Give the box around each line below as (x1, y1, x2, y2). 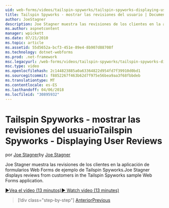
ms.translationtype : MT (5, 78, 55, 83)
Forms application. (5, 178, 44, 184)
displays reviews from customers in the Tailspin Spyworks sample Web (5, 172, 152, 178)
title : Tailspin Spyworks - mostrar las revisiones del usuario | (5, 12, 147, 17)
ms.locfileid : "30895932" (5, 92, 59, 97)
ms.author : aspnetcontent (5, 26, 59, 31)
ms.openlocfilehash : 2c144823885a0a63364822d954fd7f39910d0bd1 (5, 69, 141, 74)
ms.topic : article (5, 40, 44, 45)
